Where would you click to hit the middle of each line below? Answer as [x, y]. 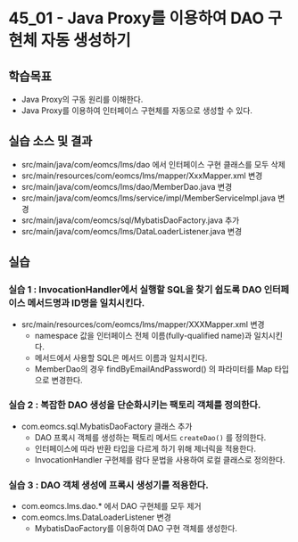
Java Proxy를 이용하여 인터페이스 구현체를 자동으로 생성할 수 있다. [137, 111]
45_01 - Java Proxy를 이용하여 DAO [137, 18]
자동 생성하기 [86, 41]
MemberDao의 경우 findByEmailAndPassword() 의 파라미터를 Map [153, 369]
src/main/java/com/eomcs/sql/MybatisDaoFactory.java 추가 [130, 220]
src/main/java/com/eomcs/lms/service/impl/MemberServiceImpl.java [148, 198]
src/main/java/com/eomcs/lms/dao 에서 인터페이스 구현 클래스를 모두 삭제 [153, 164]
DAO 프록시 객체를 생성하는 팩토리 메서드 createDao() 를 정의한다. [150, 437]
